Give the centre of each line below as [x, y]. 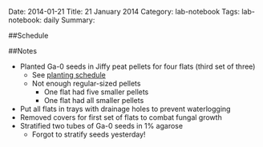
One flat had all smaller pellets [94, 100]
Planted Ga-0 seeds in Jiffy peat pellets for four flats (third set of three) [138, 66]
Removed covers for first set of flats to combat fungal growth [121, 117]
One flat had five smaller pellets [96, 92]
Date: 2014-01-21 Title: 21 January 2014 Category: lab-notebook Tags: [124, 12]
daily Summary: [69, 20]
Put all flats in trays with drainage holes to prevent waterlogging [125, 109]
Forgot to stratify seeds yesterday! [89, 134]
